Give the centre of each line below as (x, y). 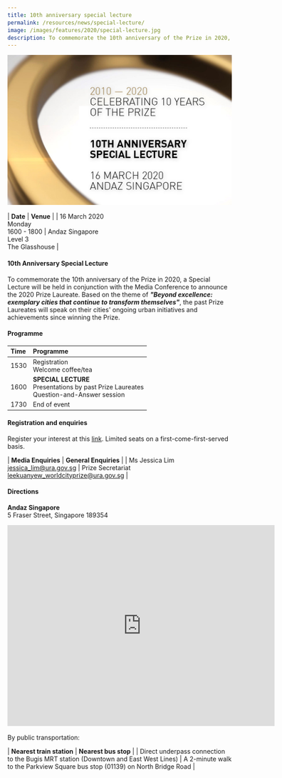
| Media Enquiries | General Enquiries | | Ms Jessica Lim (91, 460)
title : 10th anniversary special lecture (70, 15)
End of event (52, 404)
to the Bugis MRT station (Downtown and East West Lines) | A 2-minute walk (120, 759)
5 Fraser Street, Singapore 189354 (58, 515)
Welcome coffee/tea (63, 369)
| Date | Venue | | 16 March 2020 (56, 216)
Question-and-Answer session (79, 394)
